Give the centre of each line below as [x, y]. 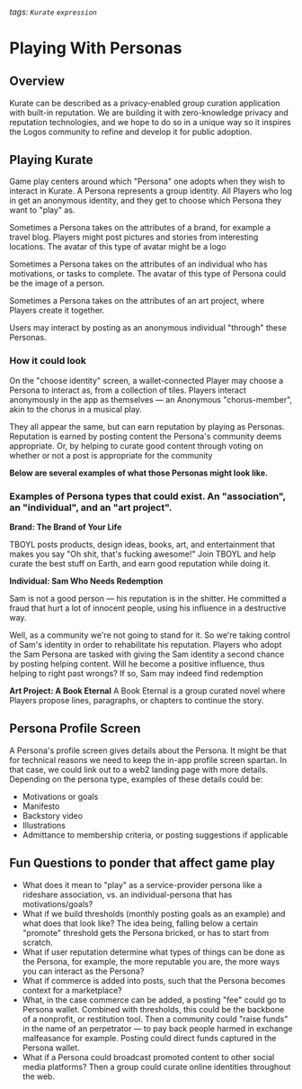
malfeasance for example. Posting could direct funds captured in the [149, 1038]
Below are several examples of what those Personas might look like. [138, 473]
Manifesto [41, 806]
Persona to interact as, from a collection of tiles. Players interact [128, 390]
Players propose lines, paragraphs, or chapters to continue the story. [137, 700]
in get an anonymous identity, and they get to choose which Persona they [146, 201]
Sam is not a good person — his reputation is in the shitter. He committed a [148, 599]
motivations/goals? [58, 903]
